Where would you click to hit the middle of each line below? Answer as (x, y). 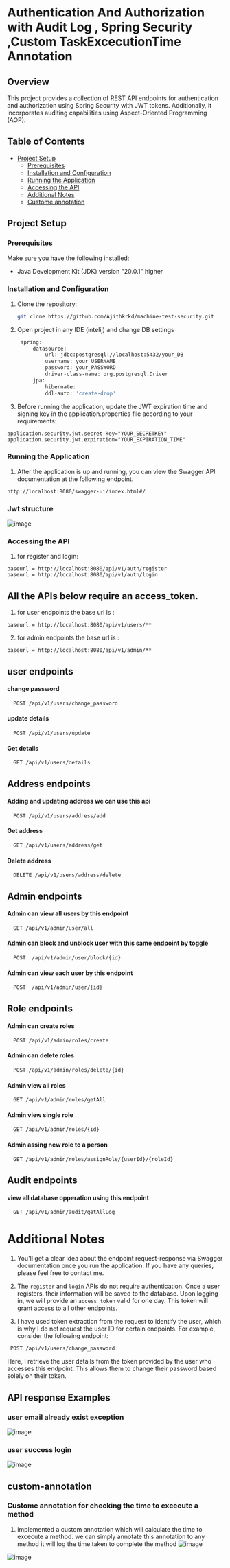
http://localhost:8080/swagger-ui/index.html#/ (77, 491)
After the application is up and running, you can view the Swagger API (116, 471)
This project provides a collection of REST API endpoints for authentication (113, 98)
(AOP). (16, 120)
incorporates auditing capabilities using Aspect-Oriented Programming (107, 113)
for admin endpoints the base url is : (68, 638)
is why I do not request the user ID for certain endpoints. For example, (116, 1329)
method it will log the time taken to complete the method (97, 1544)
